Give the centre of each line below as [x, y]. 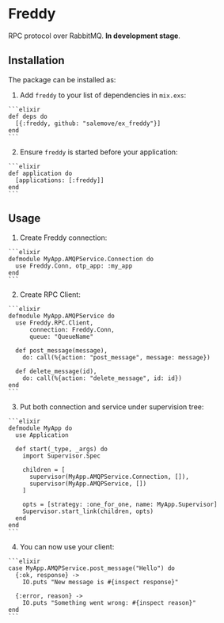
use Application [42, 435]
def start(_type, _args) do [62, 449]
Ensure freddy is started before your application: [99, 152]
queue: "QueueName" [61, 336]
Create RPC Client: [50, 294]
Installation [36, 61]
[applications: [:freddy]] [60, 180]
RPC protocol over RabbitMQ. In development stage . [94, 36]
